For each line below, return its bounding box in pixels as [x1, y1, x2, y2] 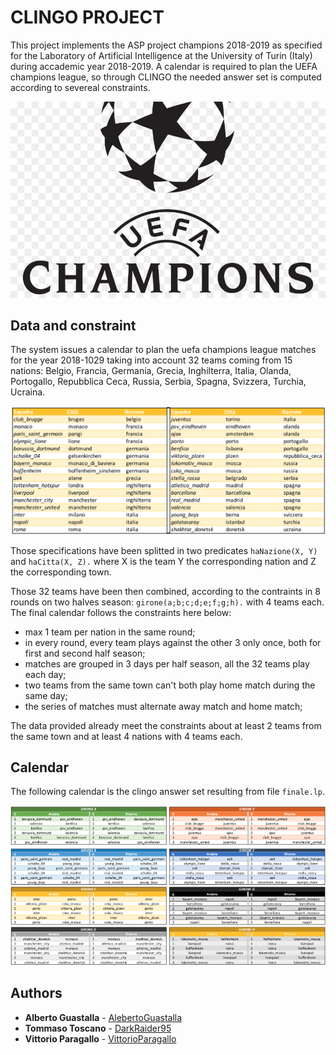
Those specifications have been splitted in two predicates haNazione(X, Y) [10, 544, 318, 556]
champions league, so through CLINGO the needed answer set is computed [10, 71, 322, 83]
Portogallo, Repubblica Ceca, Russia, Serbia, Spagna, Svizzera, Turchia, [10, 376, 307, 388]
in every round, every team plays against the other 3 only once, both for [24, 636, 322, 648]
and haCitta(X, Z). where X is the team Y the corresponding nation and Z [10, 555, 317, 567]
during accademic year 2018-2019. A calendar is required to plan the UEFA [10, 60, 318, 72]
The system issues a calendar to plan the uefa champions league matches [10, 344, 317, 356]
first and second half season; [24, 647, 146, 659]
